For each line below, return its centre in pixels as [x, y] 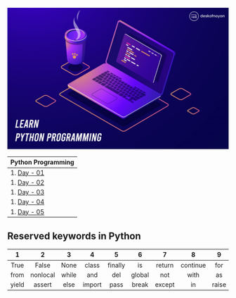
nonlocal [43, 275]
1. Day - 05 [27, 211]
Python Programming [42, 162]
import [92, 285]
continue [193, 265]
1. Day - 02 [27, 182]
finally [117, 265]
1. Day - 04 [27, 202]
